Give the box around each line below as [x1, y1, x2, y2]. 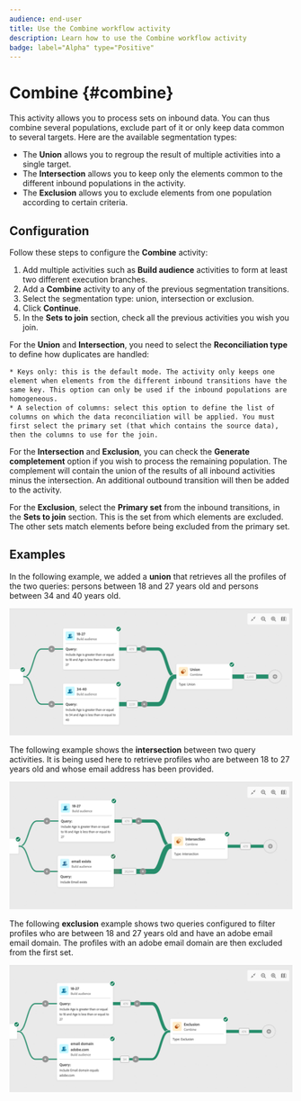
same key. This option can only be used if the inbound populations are [9, 385, 288, 394]
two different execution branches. [22, 275, 148, 284]
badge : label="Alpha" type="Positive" [9, 43, 155, 52]
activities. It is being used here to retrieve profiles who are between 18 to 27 [9, 754, 290, 765]
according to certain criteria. [22, 197, 128, 208]
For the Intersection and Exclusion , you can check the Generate [9, 447, 250, 456]
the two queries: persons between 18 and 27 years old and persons [9, 581, 259, 591]
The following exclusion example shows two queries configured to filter [9, 918, 276, 929]
